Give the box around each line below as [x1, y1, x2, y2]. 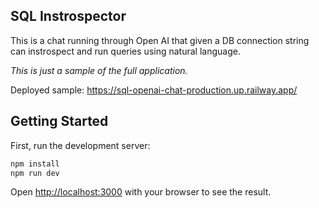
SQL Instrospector [10, 8, 127, 25]
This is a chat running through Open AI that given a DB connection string [10, 34, 310, 46]
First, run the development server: [10, 139, 151, 151]
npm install [10, 159, 60, 169]
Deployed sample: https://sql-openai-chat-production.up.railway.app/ [10, 84, 298, 96]
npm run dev [10, 168, 60, 178]
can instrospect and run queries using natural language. [10, 45, 241, 57]
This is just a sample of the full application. [10, 64, 188, 76]
